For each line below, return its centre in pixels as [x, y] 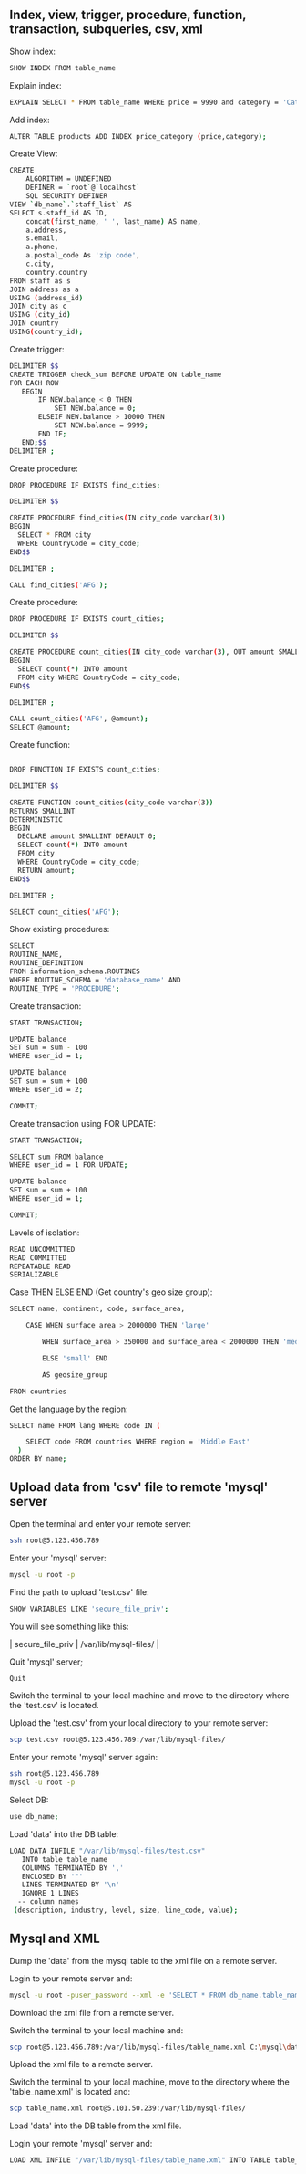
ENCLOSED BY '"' [52, 1876]
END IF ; [52, 434]
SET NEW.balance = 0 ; [95, 409]
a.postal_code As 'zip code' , [83, 256]
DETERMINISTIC [36, 819]
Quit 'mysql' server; [46, 1662]
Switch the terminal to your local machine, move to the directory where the [149, 2082]
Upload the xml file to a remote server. [81, 2064]
